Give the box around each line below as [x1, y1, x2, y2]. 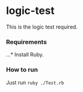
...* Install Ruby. [6, 51, 44, 58]
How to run [6, 66, 38, 74]
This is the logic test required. [6, 23, 78, 30]
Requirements [6, 38, 47, 46]
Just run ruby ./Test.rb [6, 79, 64, 86]
